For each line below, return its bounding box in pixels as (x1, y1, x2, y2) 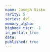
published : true (5, 40, 39, 45)
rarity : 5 (5, 12, 26, 17)
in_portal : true (5, 30, 39, 35)
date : (5, 35, 16, 40)
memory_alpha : (5, 21, 35, 26)
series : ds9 (5, 16, 30, 21)
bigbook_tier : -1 (5, 26, 41, 31)
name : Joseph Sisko (5, 7, 46, 12)
